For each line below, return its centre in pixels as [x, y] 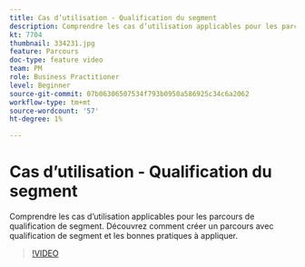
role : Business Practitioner [64, 77]
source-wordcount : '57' [54, 111]
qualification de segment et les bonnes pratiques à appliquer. [124, 236]
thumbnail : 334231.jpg [52, 43]
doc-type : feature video [56, 60]
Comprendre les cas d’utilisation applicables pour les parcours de [132, 217]
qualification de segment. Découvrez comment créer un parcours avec [142, 226]
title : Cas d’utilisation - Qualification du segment [113, 18]
